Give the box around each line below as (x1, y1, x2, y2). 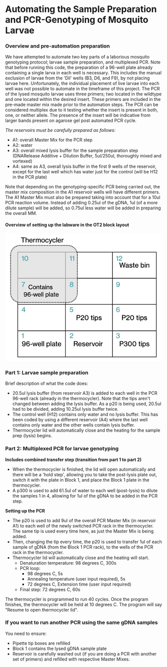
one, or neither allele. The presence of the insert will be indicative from (5, 112, 151, 118)
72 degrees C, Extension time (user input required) (27, 581, 132, 587)
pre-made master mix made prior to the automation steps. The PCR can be (5, 101, 159, 108)
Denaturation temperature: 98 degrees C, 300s (19, 560, 117, 566)
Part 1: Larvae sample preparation (5, 369, 89, 376)
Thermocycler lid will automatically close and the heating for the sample (12, 427, 161, 433)
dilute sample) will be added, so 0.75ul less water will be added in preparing (5, 205, 161, 211)
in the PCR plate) (12, 174, 47, 180)
